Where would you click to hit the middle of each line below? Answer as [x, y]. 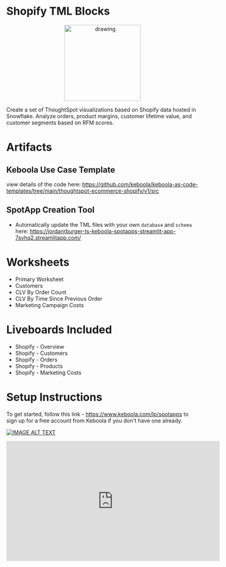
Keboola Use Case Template [61, 170]
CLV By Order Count [41, 292]
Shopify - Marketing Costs [48, 373]
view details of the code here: [44, 184]
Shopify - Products [39, 366]
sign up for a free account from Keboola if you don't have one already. [94, 420]
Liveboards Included [59, 330]
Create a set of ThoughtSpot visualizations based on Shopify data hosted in [101, 109]
